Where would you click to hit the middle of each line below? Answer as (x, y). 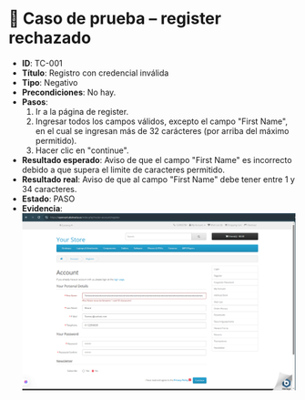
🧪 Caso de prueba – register (115, 19)
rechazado (50, 38)
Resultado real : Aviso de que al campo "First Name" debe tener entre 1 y (158, 179)
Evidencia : (42, 208)
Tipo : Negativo (50, 82)
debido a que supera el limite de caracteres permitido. (123, 169)
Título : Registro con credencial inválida (95, 73)
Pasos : (35, 102)
